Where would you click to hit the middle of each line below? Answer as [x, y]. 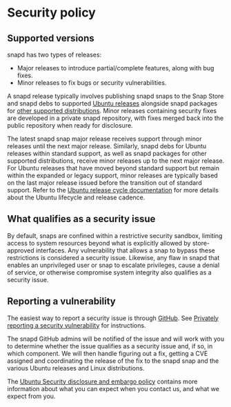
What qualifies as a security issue [81, 219]
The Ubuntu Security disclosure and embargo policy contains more [102, 381]
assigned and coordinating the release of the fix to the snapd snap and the [113, 361]
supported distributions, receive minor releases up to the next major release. [116, 161]
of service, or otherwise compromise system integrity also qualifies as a [109, 272]
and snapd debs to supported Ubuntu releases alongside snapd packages [112, 103]
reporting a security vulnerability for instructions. [77, 325]
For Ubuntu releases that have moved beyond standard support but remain [113, 168]
